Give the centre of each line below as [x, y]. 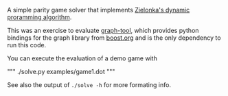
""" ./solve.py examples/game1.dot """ [61, 72]
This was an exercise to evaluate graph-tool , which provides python [103, 31]
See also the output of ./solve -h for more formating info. [89, 85]
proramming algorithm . [39, 17]
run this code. [27, 45]
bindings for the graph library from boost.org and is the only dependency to [114, 38]
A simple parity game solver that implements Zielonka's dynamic [99, 10]
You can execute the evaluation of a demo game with [82, 58]
